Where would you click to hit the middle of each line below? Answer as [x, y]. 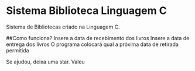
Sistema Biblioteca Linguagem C [86, 11]
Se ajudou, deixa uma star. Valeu [45, 62]
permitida [18, 50]
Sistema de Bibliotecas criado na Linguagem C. [63, 27]
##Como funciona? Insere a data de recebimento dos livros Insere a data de [98, 38]
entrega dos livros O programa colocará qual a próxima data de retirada [92, 44]
